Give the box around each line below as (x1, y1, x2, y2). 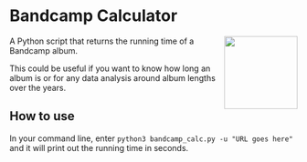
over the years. (9, 82, 67, 93)
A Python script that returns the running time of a (9, 35, 195, 46)
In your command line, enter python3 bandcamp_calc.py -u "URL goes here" (9, 133, 294, 144)
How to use (9, 108, 75, 124)
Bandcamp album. (9, 45, 79, 56)
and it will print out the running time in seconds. (9, 142, 189, 153)
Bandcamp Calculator (9, 5, 178, 26)
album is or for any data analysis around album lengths (9, 72, 217, 83)
